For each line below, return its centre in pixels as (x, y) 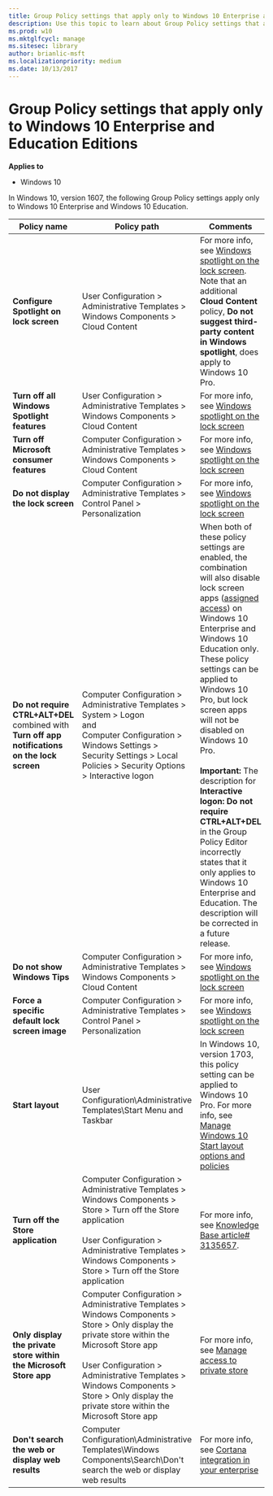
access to (218, 1360)
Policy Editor (223, 841)
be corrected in (229, 923)
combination (223, 568)
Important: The (229, 771)
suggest (216, 321)
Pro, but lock (224, 699)
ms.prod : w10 (30, 31)
